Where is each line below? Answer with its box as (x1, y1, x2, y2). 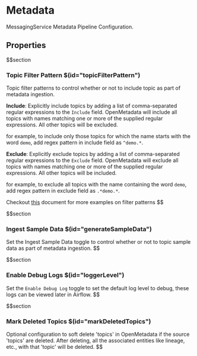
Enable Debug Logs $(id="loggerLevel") (6, 271, 125, 279)
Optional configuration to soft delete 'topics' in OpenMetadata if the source (6, 330, 190, 338)
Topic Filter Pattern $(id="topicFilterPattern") (6, 71, 141, 79)
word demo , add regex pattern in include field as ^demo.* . (6, 139, 144, 146)
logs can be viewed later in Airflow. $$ (6, 291, 100, 298)
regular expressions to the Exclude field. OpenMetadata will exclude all (6, 157, 179, 164)
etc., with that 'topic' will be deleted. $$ (6, 343, 103, 350)
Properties (6, 40, 46, 50)
